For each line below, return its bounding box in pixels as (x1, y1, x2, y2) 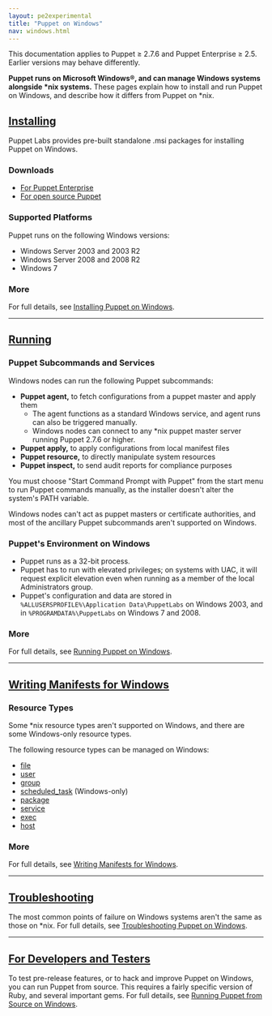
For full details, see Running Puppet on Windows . (8, 646, 172, 657)
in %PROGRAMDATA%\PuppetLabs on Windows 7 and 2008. (19, 608, 201, 618)
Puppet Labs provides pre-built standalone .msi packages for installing (8, 135, 244, 146)
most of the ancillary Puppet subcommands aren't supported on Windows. (8, 517, 257, 527)
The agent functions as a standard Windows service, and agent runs (32, 409, 261, 418)
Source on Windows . (8, 999, 79, 1009)
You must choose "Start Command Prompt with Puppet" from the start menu (8, 476, 264, 486)
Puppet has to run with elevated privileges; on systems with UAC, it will (19, 565, 257, 575)
